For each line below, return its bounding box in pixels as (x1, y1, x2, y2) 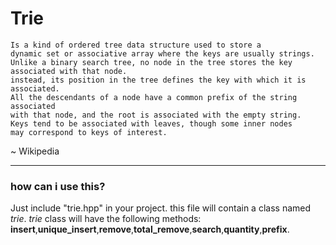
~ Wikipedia (10, 145, 60, 157)
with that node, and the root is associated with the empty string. (10, 110, 302, 120)
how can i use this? (10, 179, 106, 193)
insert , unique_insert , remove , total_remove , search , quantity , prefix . (10, 223, 290, 236)
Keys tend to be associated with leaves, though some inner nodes (10, 118, 293, 129)
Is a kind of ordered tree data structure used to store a (10, 40, 262, 50)
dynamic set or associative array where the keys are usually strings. (10, 48, 315, 59)
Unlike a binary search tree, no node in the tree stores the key (10, 57, 293, 67)
